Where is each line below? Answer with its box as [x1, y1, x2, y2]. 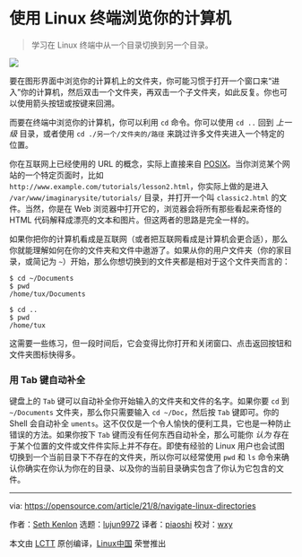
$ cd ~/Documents [9, 274, 74, 283]
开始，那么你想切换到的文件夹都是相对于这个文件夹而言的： [70, 256, 291, 266]
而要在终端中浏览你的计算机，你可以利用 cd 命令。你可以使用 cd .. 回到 [9, 117, 274, 127]
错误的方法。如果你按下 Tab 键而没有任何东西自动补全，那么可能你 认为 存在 [9, 430, 289, 440]
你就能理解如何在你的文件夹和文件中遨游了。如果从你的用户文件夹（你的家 [9, 244, 284, 256]
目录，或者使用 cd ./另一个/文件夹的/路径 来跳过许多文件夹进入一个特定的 [19, 127, 285, 139]
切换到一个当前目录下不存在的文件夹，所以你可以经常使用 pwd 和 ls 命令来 [9, 452, 282, 463]
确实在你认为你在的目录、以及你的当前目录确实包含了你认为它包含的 [24, 463, 276, 474]
